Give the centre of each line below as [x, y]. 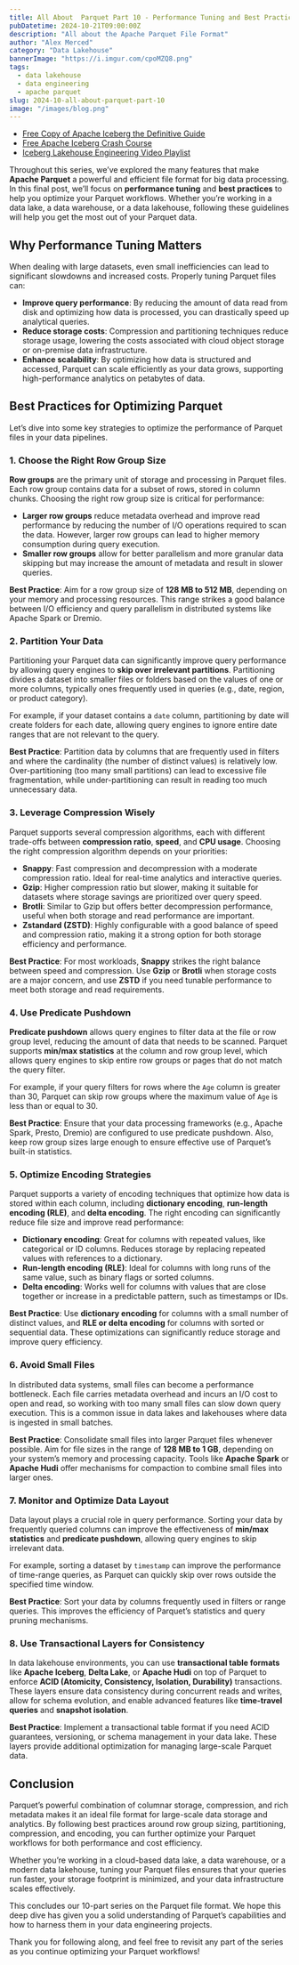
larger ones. [31, 1477]
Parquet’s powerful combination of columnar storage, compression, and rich [149, 1805]
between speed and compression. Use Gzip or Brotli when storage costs [143, 970]
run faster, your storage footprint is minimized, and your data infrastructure [147, 1880]
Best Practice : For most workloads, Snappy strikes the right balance [135, 961]
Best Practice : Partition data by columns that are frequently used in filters [145, 752]
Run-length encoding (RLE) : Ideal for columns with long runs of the [146, 1268]
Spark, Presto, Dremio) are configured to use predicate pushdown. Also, [141, 1133]
